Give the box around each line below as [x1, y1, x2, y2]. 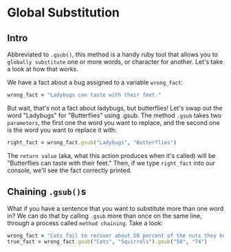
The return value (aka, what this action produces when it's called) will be [7, 151, 216, 159]
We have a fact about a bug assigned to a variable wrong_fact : [7, 78, 184, 87]
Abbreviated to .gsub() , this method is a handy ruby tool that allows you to [7, 50, 219, 58]
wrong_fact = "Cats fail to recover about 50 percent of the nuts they [7, 232, 217, 239]
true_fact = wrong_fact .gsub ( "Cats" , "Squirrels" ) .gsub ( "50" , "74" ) [7, 238, 208, 245]
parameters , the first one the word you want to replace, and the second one [7, 118, 220, 126]
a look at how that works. [7, 65, 79, 73]
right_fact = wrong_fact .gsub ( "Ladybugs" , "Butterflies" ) [7, 139, 177, 146]
